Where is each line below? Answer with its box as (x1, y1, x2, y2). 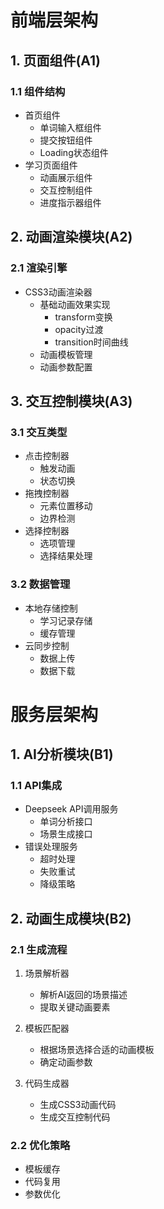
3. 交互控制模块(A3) (10, 392, 133, 410)
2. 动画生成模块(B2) (10, 910, 132, 927)
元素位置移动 (39, 500, 93, 512)
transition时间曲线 (54, 336, 129, 348)
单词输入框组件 (39, 121, 102, 133)
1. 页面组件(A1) (10, 52, 101, 69)
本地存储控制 (24, 602, 78, 614)
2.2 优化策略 (10, 1139, 71, 1153)
